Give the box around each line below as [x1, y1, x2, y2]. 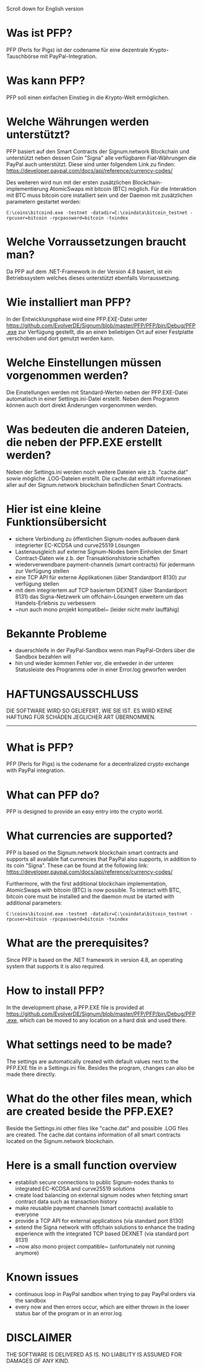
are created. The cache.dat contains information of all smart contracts [6, 1131, 181, 1138]
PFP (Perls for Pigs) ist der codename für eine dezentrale [6, 46, 149, 53]
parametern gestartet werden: [6, 198, 82, 205]
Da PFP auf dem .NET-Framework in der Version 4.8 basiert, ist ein [6, 268, 172, 275]
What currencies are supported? [6, 829, 173, 843]
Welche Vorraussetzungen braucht [6, 235, 186, 248]
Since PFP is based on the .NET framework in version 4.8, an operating [6, 956, 183, 964]
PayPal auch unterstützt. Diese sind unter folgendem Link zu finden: [6, 160, 176, 168]
